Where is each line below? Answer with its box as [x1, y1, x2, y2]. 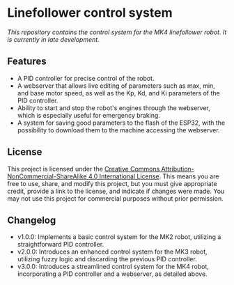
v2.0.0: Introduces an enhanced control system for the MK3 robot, [17, 247, 208, 256]
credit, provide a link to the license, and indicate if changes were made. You [7, 187, 225, 195]
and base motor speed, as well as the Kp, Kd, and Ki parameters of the [17, 88, 221, 97]
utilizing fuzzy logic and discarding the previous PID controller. [17, 255, 197, 263]
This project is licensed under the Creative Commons [7, 164, 160, 173]
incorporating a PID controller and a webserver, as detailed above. [17, 270, 208, 278]
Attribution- [161, 164, 195, 173]
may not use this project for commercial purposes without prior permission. [7, 194, 224, 203]
